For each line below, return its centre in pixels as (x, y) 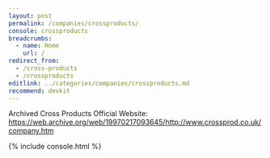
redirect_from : (34, 61)
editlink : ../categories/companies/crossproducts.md (99, 83)
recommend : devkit (39, 91)
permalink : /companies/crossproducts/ (74, 23)
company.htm (31, 131)
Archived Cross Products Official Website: (78, 114)
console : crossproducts (49, 31)
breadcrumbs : (30, 38)
